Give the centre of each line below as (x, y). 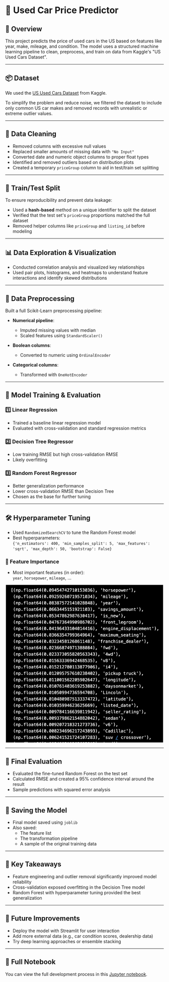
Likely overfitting (30, 460)
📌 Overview (24, 29)
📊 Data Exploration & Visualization (61, 252)
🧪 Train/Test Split (33, 188)
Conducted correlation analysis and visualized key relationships (78, 267)
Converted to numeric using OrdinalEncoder (65, 355)
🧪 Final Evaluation (34, 761)
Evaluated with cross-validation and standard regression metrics (79, 428)
